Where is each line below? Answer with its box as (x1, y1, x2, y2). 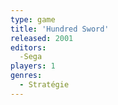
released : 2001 (10, 33, 74, 43)
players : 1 (10, 61, 56, 71)
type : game (10, 14, 56, 25)
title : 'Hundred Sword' (10, 24, 110, 34)
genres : (10, 71, 43, 81)
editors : (10, 42, 47, 53)
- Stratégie (19, 80, 70, 90)
